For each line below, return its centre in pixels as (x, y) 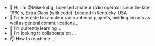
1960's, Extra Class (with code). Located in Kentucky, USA (68, 13)
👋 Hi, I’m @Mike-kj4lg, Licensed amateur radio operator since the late (79, 8)
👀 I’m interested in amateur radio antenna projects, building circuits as (80, 18)
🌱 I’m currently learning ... (36, 28)
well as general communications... (44, 23)
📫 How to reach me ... (32, 38)
